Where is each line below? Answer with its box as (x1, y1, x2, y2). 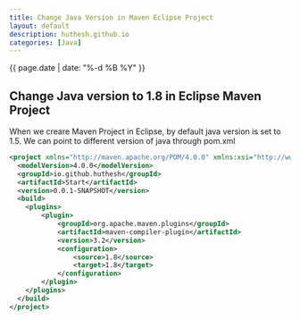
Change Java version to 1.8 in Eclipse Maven (9, 88, 262, 104)
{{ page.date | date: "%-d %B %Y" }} (9, 63, 146, 73)
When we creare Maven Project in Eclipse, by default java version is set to (9, 126, 281, 137)
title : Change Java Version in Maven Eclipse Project (9, 13, 214, 22)
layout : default (9, 21, 70, 30)
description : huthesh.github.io (9, 29, 129, 38)
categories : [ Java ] (9, 38, 82, 47)
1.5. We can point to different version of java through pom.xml (9, 136, 236, 147)
